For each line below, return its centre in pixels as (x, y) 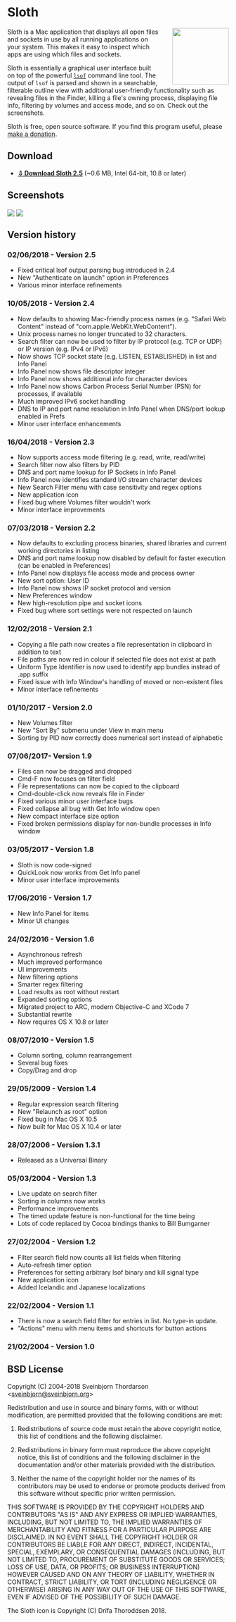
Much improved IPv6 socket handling (71, 401)
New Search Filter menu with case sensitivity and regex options (110, 488)
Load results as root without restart (68, 992)
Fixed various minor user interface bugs (75, 801)
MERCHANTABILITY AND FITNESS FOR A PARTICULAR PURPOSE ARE (110, 1529)
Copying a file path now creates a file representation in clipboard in (114, 644)
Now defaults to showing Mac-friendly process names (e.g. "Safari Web (122, 318)
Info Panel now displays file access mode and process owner (106, 573)
